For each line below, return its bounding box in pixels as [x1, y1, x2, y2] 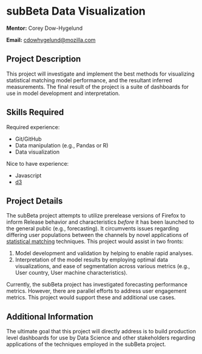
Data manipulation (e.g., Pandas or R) [15, 141, 109, 149]
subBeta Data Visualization [6, 4, 146, 18]
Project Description [6, 54, 81, 65]
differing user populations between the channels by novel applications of [6, 232, 189, 239]
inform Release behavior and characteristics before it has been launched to [6, 218, 195, 226]
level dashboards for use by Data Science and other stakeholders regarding [6, 334, 195, 342]
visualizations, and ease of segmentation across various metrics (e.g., [15, 263, 190, 270]
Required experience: [6, 123, 60, 130]
